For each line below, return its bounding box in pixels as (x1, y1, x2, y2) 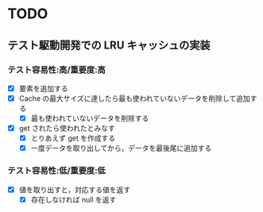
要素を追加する (18, 83, 68, 93)
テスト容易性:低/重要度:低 (7, 165, 106, 176)
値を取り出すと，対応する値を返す (18, 184, 131, 195)
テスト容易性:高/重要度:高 (7, 64, 106, 75)
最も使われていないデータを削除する (30, 114, 149, 123)
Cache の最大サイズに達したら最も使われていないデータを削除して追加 (18, 93, 251, 103)
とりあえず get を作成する (30, 133, 116, 143)
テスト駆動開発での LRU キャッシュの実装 (7, 38, 211, 52)
